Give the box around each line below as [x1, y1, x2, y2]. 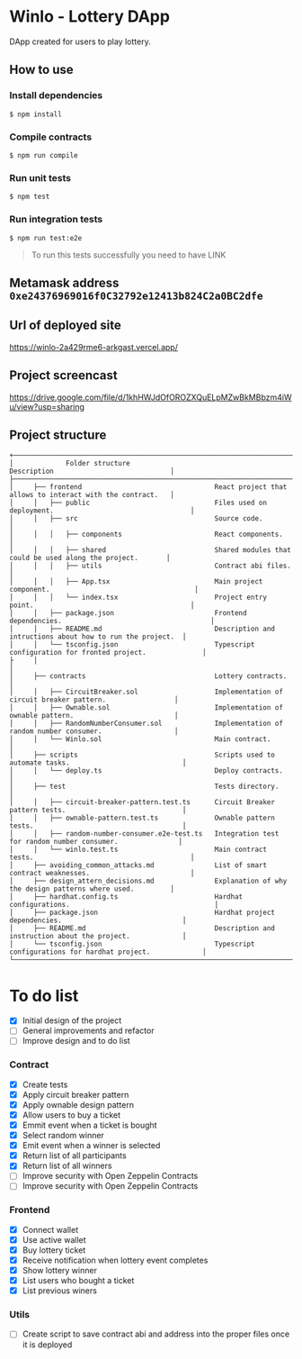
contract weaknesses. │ [9, 869, 195, 878]
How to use [9, 62, 74, 77]
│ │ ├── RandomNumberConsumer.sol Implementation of [9, 719, 283, 729]
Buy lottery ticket [22, 1245, 86, 1255]
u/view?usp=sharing [9, 401, 85, 412]
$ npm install [9, 110, 63, 119]
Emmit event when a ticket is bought [22, 1119, 157, 1131]
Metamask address [9, 275, 120, 290]
